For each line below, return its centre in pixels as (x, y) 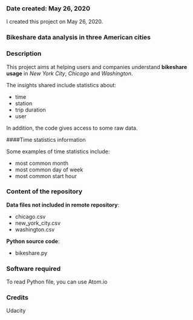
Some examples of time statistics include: (58, 151)
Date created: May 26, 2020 (48, 8)
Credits (17, 298)
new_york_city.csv (38, 223)
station (24, 103)
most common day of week (49, 169)
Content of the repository (44, 192)
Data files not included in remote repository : (63, 205)
